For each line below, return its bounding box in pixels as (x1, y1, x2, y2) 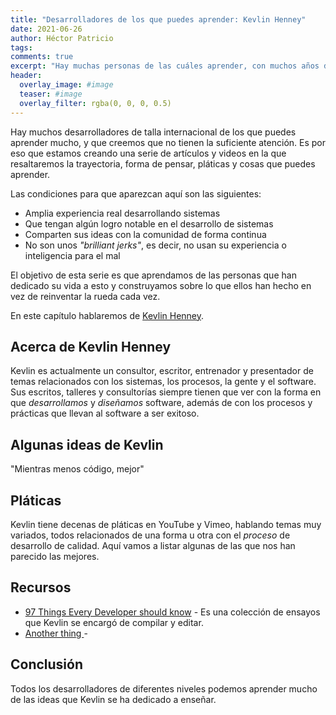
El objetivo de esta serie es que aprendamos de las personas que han (10, 269, 297, 281)
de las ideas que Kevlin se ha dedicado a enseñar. (10, 693, 217, 705)
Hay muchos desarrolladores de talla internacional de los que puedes (10, 126, 297, 138)
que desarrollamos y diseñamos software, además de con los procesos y (10, 397, 313, 409)
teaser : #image (19, 89, 83, 99)
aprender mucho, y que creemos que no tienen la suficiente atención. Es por (10, 136, 326, 148)
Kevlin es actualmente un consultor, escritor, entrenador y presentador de (10, 365, 314, 377)
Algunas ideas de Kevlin (10, 436, 164, 453)
